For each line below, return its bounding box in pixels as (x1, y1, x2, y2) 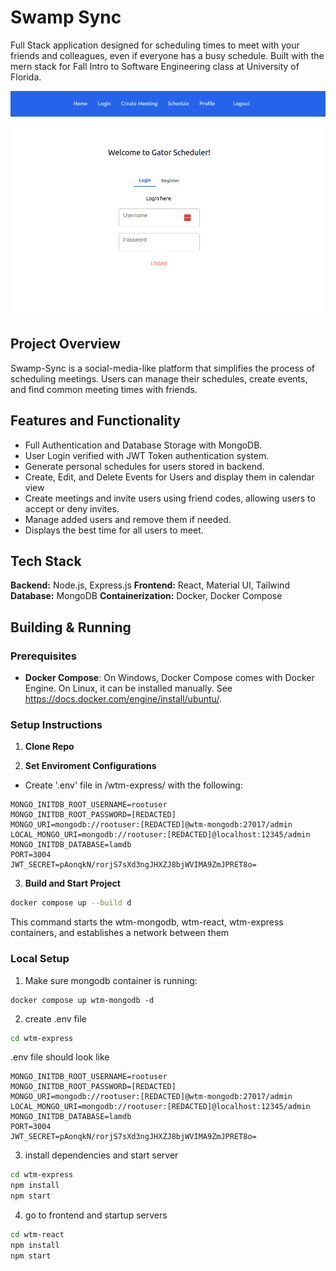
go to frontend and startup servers (24, 1209, 168, 1221)
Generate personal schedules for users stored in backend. (24, 460, 265, 472)
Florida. (10, 71, 42, 83)
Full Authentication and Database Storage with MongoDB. (24, 439, 263, 451)
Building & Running (10, 619, 132, 636)
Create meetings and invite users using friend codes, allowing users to (24, 492, 316, 504)
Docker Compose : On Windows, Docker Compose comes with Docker (24, 672, 315, 684)
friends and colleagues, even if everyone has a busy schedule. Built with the (10, 49, 325, 61)
